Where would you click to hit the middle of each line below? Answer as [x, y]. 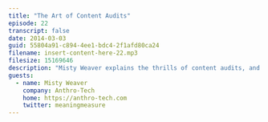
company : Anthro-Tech [59, 90]
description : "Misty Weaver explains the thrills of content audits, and [134, 68]
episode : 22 [28, 23]
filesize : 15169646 [41, 61]
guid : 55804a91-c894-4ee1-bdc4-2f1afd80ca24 [84, 46]
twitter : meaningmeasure [64, 105]
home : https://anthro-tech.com [75, 98]
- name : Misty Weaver [52, 83]
